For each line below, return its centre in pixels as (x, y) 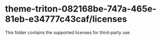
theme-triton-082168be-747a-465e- (81, 9)
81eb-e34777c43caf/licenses (66, 19)
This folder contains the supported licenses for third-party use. (68, 32)
